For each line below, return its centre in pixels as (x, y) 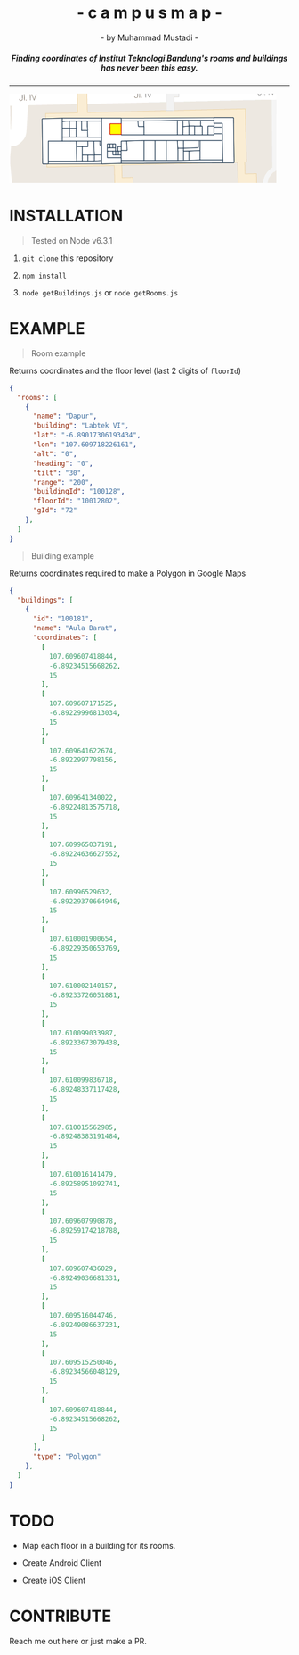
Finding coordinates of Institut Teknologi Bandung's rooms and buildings (149, 58)
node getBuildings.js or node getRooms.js (100, 292)
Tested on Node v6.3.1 (72, 240)
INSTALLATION (66, 216)
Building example (63, 555)
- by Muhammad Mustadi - (149, 37)
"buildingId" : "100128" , (79, 492)
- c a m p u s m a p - (149, 13)
